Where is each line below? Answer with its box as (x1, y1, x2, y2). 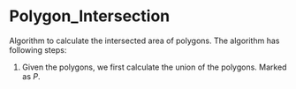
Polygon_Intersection (9, 6, 171, 26)
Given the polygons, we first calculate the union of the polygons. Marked (21, 62, 287, 72)
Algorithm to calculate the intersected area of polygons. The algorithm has (9, 35, 280, 46)
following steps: (9, 44, 67, 55)
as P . (21, 70, 41, 81)
